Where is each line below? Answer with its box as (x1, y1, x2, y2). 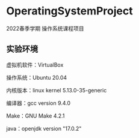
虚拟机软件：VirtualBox (6, 61, 64, 68)
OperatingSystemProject (6, 4, 134, 18)
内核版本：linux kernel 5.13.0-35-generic (6, 86, 107, 94)
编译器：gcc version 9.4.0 (6, 99, 71, 106)
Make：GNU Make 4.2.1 (6, 112, 65, 119)
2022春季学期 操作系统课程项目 (6, 25, 84, 32)
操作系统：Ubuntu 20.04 (6, 74, 67, 81)
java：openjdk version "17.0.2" (6, 125, 82, 132)
